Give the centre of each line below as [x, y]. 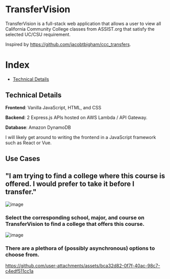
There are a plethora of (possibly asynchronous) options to [80, 248]
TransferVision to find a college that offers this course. [75, 224]
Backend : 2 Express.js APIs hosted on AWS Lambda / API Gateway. [76, 117]
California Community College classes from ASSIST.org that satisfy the [80, 29]
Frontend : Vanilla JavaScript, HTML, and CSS [53, 107]
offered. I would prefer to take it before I [70, 184]
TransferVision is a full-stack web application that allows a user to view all [83, 24]
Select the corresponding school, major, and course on [75, 217]
